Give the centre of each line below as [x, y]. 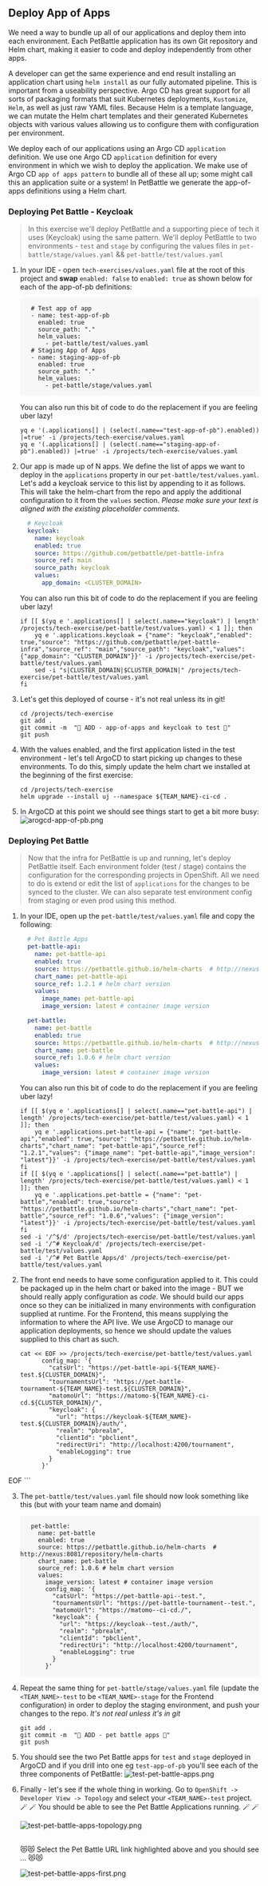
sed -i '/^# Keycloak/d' [61, 1244]
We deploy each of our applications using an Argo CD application [117, 148]
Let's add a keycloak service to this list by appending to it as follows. [132, 484]
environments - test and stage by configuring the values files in [132, 246]
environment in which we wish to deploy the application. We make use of [128, 165]
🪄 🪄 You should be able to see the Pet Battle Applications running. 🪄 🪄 [139, 1807]
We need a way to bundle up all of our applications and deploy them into [127, 32]
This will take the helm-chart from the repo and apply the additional [130, 492]
